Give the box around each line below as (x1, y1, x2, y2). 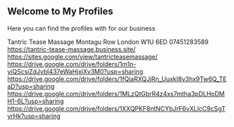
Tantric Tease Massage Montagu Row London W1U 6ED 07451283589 (7, 38, 209, 46)
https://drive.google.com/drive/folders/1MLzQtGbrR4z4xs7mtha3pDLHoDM (7, 89, 225, 98)
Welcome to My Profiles (7, 6, 114, 17)
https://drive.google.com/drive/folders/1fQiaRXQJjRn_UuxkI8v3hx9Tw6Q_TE (7, 75, 227, 83)
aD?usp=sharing (7, 82, 54, 90)
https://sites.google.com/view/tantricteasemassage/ (7, 52, 159, 61)
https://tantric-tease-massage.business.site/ (7, 45, 136, 53)
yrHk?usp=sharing (7, 112, 61, 120)
